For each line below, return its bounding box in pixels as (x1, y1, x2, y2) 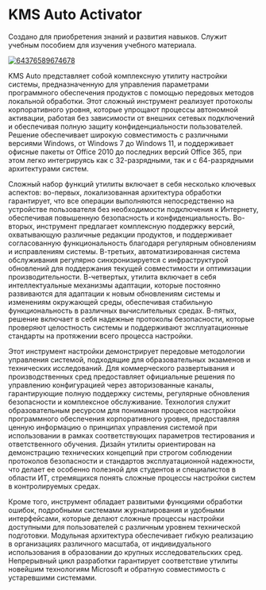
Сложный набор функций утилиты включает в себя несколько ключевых (8, 179, 256, 188)
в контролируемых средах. (8, 481, 101, 491)
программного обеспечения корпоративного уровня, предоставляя (8, 414, 240, 423)
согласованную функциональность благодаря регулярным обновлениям (8, 238, 256, 248)
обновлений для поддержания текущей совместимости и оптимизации (8, 264, 252, 273)
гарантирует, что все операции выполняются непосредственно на (8, 196, 234, 206)
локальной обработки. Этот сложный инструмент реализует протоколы (8, 96, 253, 106)
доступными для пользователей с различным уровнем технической (8, 522, 241, 531)
